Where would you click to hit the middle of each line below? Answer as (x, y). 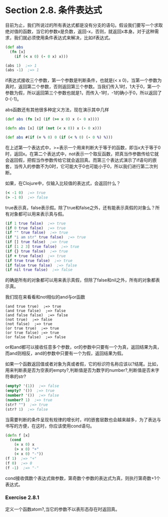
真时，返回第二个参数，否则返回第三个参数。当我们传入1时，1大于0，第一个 (83, 87)
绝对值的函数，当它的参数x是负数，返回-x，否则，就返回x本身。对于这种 (80, 31)
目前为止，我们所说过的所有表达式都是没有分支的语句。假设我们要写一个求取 (84, 25)
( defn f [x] (17, 435)
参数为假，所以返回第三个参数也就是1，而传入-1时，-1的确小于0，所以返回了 (83, 93)
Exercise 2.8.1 (22, 497)
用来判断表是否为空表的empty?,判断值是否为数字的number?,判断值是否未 (80, 370)
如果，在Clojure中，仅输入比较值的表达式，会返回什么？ (63, 183)
